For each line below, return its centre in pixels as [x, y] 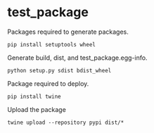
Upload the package [37, 109]
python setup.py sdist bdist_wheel [59, 70]
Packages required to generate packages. [68, 32]
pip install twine [34, 96]
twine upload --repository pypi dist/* [66, 122]
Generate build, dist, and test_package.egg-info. [77, 58]
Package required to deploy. [48, 83]
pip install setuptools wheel [52, 44]
